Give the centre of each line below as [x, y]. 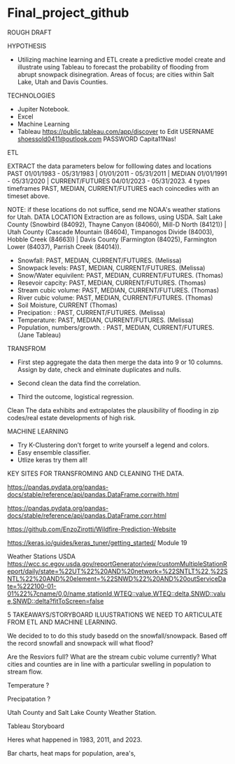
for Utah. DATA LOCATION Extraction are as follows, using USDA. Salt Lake [115, 217]
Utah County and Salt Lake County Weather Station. [82, 712]
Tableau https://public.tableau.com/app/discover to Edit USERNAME [116, 131]
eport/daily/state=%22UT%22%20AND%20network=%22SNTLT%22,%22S [117, 571]
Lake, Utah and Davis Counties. [63, 81]
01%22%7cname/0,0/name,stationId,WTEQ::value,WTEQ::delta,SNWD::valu [116, 594]
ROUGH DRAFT [29, 32]
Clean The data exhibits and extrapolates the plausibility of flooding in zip [113, 410]
